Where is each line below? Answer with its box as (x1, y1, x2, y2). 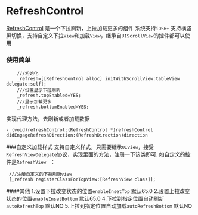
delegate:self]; (6, 81, 47, 87)
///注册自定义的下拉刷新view (8, 171, 73, 178)
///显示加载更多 (17, 99, 52, 105)
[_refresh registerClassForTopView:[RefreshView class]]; (8, 176, 156, 182)
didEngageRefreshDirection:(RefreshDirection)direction (6, 132, 148, 138)
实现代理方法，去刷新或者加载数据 (6, 115, 90, 122)
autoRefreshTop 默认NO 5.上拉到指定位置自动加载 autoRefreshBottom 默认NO (6, 203, 193, 210)
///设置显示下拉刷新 (17, 87, 61, 93)
